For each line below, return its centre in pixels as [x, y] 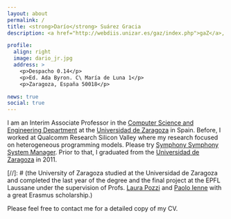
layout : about [28, 14]
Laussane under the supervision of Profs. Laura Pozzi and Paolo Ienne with [114, 188]
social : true [26, 103]
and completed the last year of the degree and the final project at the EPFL [114, 180]
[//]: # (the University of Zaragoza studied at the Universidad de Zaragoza [113, 173]
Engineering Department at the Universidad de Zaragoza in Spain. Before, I [114, 130]
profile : [20, 46]
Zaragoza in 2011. [32, 159]
